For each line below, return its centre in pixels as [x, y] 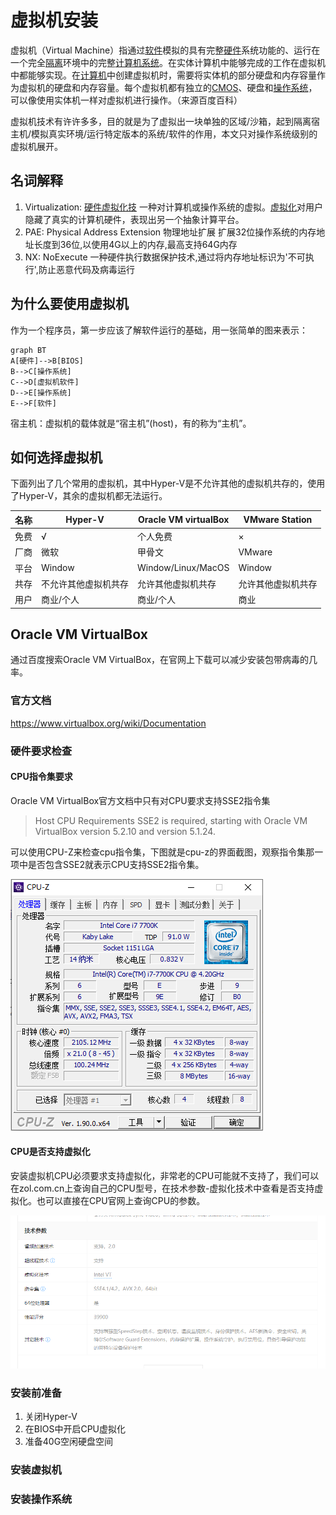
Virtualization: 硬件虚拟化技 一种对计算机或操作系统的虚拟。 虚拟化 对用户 [173, 207]
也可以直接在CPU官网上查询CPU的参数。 [121, 1201]
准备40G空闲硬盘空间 [69, 1442]
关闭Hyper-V [51, 1417]
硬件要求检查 [41, 751]
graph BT [28, 350]
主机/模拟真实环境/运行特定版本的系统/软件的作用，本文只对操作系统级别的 [164, 133]
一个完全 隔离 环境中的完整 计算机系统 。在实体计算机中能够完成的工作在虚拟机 [168, 62]
